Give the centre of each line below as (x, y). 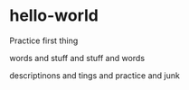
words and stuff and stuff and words (77, 58)
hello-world (54, 16)
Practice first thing (44, 40)
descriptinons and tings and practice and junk (95, 75)
